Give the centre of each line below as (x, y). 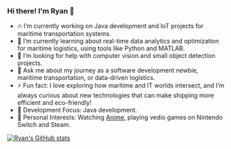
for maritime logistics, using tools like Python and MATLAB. (101, 48)
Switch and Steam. (44, 125)
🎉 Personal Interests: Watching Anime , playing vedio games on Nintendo (120, 117)
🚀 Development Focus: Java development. (77, 110)
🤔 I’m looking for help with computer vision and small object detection (116, 56)
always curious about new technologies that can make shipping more (115, 95)
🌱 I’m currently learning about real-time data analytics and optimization (118, 41)
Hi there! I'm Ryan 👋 (41, 11)
